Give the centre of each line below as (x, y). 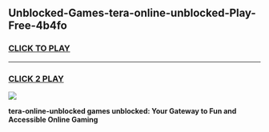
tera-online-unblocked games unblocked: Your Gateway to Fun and (122, 110)
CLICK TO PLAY (39, 49)
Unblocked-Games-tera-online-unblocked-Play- (132, 13)
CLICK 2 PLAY (36, 78)
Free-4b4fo (38, 26)
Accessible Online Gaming (53, 119)
